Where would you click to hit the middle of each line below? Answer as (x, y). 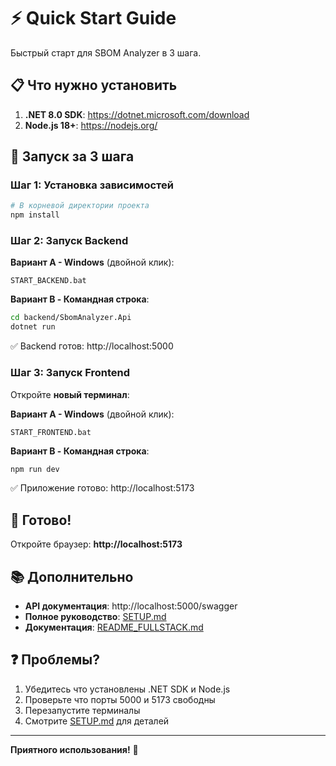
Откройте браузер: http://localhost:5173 (96, 544)
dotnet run (33, 327)
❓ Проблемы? (55, 660)
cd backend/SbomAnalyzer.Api (71, 318)
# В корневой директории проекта (80, 206)
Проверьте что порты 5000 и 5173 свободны (120, 699)
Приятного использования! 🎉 (74, 749)
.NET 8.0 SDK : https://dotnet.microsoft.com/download (137, 114)
